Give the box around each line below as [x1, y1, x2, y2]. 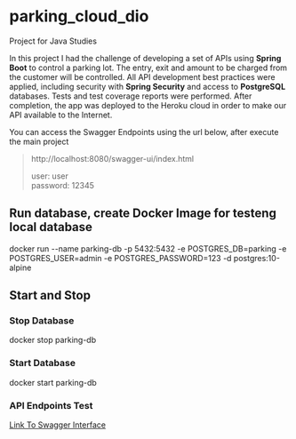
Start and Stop [9, 288, 92, 303]
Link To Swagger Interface [9, 419, 107, 430]
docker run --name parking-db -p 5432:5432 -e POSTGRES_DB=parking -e [9, 243, 287, 254]
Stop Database [9, 315, 75, 327]
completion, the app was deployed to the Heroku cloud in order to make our [9, 100, 287, 110]
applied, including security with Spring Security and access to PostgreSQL [9, 81, 286, 92]
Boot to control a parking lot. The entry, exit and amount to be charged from [9, 62, 287, 73]
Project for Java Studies [9, 36, 98, 46]
